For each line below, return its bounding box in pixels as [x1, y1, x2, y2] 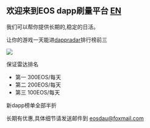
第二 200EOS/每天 [15, 81, 62, 88]
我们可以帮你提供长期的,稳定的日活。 [6, 23, 99, 30]
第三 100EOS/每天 [15, 88, 60, 96]
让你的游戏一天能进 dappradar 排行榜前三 [6, 36, 108, 43]
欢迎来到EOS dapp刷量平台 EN [6, 5, 122, 16]
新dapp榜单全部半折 [6, 101, 57, 108]
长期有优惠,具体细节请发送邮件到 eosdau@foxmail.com [6, 115, 145, 122]
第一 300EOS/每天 [15, 73, 62, 80]
